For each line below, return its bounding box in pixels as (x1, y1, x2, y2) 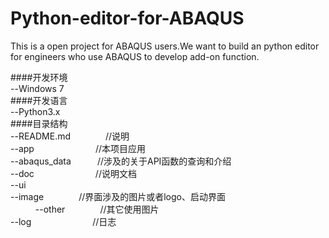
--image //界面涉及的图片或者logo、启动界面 (10, 190, 226, 202)
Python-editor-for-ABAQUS (10, 7, 245, 30)
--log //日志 (10, 215, 117, 227)
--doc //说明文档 (10, 167, 137, 179)
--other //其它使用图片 (34, 203, 160, 215)
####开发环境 (10, 71, 68, 83)
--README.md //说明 (10, 130, 130, 142)
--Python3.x (10, 105, 61, 117)
